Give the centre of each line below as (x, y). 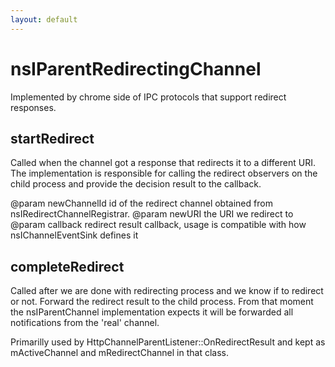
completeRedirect (67, 266)
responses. (33, 107)
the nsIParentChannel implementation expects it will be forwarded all (152, 312)
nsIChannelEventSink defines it (74, 235)
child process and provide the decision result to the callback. (136, 184)
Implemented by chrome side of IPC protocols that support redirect (148, 97)
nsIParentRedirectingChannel (136, 68)
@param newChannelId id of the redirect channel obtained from (141, 203)
